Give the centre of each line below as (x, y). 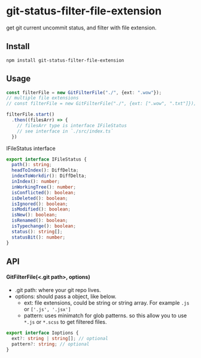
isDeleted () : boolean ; (40, 198)
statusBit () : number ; (39, 237)
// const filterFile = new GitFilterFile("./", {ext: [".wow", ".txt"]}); (101, 104)
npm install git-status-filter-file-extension (65, 60)
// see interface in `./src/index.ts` (65, 131)
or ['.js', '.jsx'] (47, 309)
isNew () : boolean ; (35, 215)
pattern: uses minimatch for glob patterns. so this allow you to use (105, 315)
